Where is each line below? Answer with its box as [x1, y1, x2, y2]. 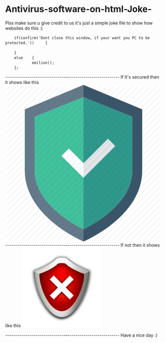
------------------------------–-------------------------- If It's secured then [5, 74, 160, 80]
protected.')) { [5, 40, 48, 45]
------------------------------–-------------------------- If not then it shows [5, 242, 160, 248]
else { [14, 55, 35, 60]
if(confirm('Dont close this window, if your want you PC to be [14, 35, 150, 40]
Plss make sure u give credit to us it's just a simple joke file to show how [5, 20, 153, 26]
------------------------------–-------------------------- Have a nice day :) [5, 332, 158, 338]
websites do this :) [5, 25, 43, 31]
